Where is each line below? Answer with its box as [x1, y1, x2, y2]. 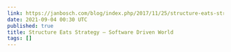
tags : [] [7, 35, 32, 42]
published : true [7, 22, 54, 29]
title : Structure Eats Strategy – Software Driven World [7, 28, 174, 36]
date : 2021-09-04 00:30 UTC [7, 16, 88, 23]
